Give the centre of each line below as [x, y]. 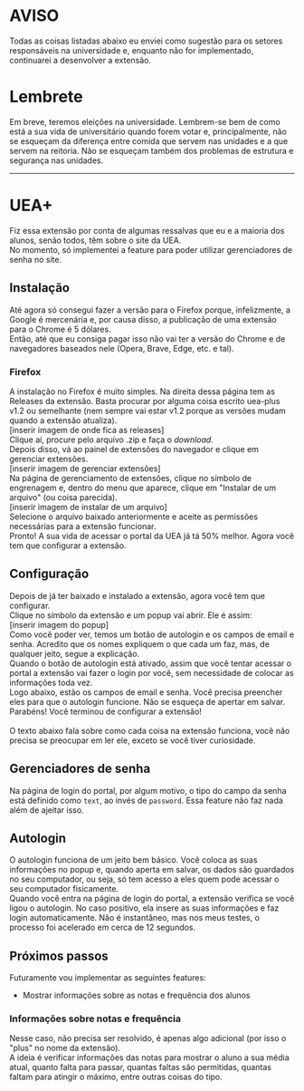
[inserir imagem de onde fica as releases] [87, 430]
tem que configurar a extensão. [68, 545]
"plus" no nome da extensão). [65, 1048]
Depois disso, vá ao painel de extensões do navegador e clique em [134, 449]
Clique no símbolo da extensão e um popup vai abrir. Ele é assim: [131, 615]
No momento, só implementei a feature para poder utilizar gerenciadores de [151, 249]
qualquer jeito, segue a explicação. [75, 653]
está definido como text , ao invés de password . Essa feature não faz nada [146, 800]
